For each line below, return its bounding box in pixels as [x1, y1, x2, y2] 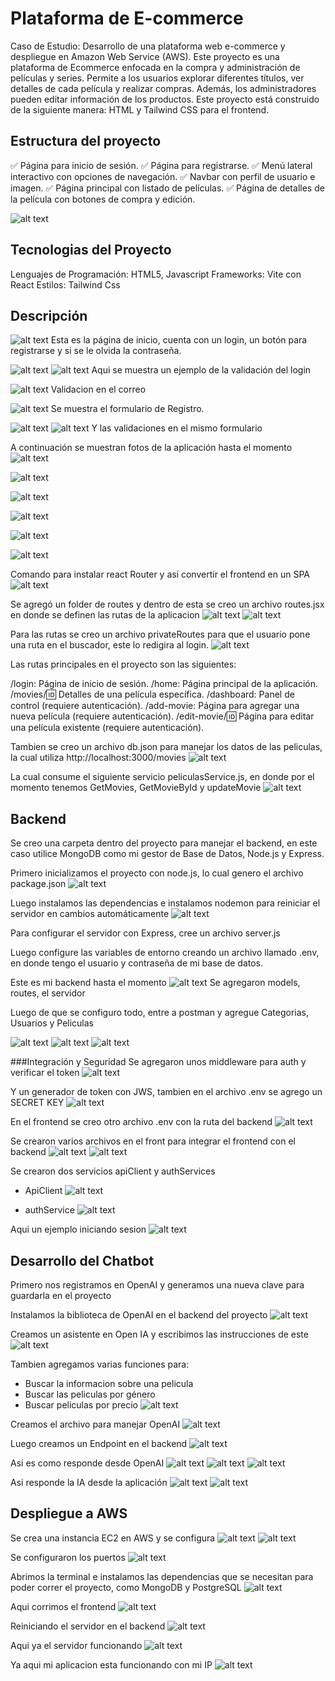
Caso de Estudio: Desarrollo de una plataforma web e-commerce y [10, 40, 286, 52]
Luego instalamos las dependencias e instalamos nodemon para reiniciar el [10, 897, 321, 909]
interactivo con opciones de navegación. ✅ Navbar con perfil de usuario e [10, 170, 316, 182]
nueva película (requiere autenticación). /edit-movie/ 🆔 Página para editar [10, 710, 315, 722]
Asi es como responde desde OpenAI [10, 1457, 165, 1469]
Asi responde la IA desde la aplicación [10, 1477, 168, 1488]
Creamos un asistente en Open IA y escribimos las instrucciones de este [10, 1328, 309, 1340]
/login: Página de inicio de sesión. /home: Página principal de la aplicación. [10, 678, 319, 690]
